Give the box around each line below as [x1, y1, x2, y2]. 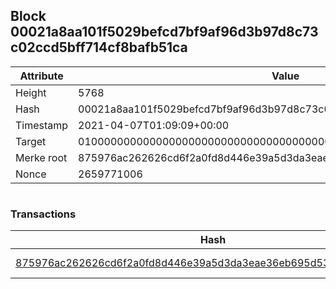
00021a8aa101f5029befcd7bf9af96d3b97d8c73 [10, 24, 319, 41]
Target [15, 134, 47, 148]
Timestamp [15, 118, 69, 132]
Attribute [19, 69, 64, 83]
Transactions [10, 207, 77, 221]
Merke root [15, 150, 68, 164]
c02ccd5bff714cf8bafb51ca [10, 39, 188, 56]
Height [15, 85, 47, 99]
